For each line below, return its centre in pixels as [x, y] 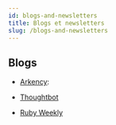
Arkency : [35, 82]
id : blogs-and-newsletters [53, 16]
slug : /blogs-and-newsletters [58, 30]
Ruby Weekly [41, 113]
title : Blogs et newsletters [56, 23]
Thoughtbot [39, 97]
